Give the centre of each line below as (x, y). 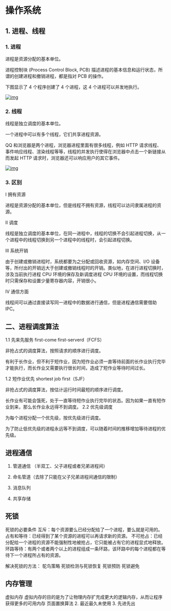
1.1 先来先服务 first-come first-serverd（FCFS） (55, 340)
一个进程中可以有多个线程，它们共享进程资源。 (54, 134)
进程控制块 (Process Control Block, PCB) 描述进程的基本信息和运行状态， (82, 70)
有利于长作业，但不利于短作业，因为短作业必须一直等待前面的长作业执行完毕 (85, 361)
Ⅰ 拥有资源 (16, 194)
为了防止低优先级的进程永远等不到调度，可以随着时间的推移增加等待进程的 (83, 429)
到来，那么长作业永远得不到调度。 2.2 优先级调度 (61, 407)
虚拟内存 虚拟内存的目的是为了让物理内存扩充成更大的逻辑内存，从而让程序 (84, 597)
